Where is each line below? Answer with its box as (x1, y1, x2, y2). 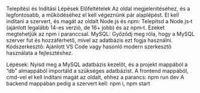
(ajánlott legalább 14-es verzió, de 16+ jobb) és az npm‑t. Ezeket (6, 24, 165, 31)
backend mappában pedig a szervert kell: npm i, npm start (6, 80, 150, 87)
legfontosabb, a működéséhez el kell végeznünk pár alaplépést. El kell (6, 11, 180, 18)
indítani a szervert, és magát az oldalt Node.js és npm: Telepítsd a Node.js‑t (6, 18, 193, 24)
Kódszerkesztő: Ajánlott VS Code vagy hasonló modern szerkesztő (6, 43, 172, 50)
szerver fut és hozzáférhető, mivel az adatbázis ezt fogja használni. (6, 37, 173, 44)
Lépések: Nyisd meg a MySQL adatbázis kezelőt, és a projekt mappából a (6, 61, 188, 68)
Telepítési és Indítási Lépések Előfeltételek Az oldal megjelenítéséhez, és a (6, 5, 190, 12)
